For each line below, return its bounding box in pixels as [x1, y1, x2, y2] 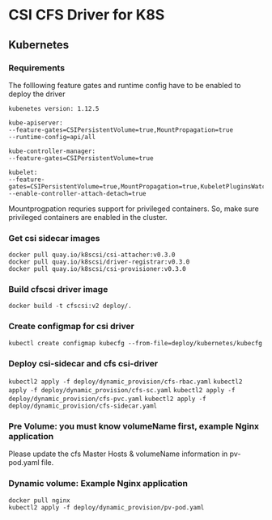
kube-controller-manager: [8, 147, 96, 155]
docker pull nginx [8, 496, 70, 505]
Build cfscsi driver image [8, 284, 108, 295]
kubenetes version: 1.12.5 [8, 104, 100, 112]
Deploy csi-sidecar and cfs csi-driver [8, 357, 159, 369]
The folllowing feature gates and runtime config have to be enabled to [8, 80, 241, 90]
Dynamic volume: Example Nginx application [8, 478, 189, 489]
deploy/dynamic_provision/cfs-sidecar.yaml [8, 402, 158, 410]
